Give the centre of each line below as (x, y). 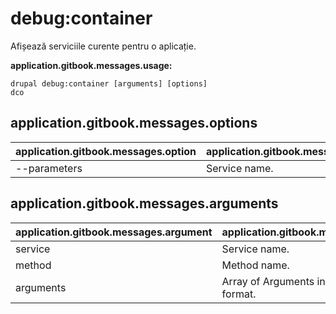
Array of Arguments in (273, 281)
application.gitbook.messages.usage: (91, 65)
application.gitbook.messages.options (134, 123)
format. (239, 294)
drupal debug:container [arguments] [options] (109, 83)
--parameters (49, 168)
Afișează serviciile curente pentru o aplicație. (103, 46)
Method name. (255, 265)
